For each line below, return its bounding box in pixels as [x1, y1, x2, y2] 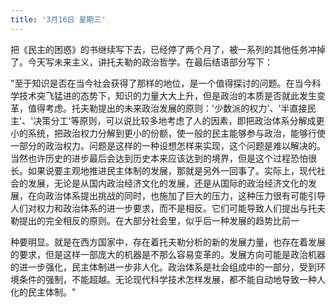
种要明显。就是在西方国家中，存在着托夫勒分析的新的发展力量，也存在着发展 [10, 236, 326, 248]
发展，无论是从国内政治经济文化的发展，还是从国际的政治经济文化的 [27, 177, 308, 189]
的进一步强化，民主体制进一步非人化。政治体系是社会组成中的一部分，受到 [10, 261, 317, 273]
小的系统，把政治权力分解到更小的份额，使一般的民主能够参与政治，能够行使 [10, 127, 326, 139]
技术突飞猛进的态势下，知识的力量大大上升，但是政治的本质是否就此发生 [18, 89, 317, 101]
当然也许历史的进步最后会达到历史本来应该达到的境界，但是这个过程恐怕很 [10, 152, 317, 164]
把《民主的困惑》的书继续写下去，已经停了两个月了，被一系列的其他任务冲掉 [10, 43, 326, 55]
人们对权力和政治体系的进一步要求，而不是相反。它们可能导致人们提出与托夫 [10, 202, 326, 214]
